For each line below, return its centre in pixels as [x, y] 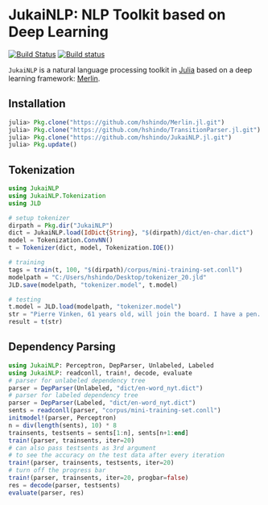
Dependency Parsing [62, 347]
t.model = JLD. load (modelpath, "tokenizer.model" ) [95, 307]
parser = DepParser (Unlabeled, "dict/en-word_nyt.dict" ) [106, 388]
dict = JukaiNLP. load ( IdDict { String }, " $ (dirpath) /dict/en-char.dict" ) [131, 233]
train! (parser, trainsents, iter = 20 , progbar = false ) [99, 478]
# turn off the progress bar [57, 470]
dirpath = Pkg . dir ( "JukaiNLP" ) [61, 226]
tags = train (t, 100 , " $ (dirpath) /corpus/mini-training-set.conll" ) [126, 270]
